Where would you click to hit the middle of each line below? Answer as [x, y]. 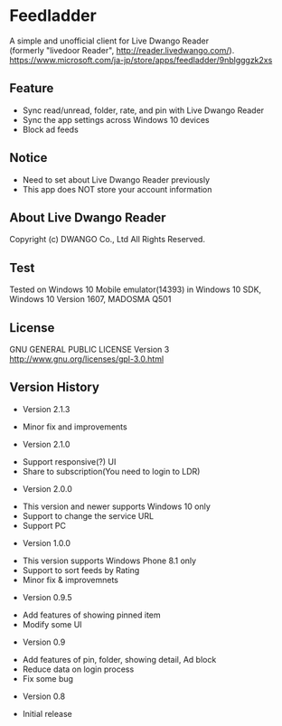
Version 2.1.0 [46, 444]
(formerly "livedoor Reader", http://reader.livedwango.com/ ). [122, 50]
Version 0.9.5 [47, 597]
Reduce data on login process [78, 669]
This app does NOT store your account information [117, 189]
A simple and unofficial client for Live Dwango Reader [109, 41]
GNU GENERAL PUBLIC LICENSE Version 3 [89, 349]
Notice [28, 158]
